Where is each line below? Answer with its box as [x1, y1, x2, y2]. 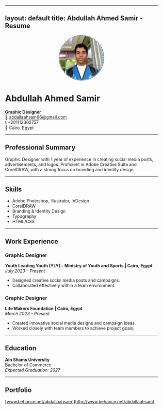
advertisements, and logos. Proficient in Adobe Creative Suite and [5, 161, 137, 167]
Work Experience [5, 237, 59, 245]
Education [5, 344, 37, 352]
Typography [12, 213, 37, 219]
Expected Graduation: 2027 [5, 367, 61, 373]
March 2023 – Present [5, 311, 50, 317]
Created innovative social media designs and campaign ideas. [12, 320, 136, 326]
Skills [5, 185, 22, 193]
